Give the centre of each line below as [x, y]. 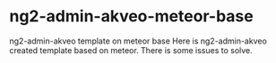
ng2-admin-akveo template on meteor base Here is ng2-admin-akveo [138, 41]
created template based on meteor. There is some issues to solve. [131, 50]
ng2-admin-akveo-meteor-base [131, 16]
